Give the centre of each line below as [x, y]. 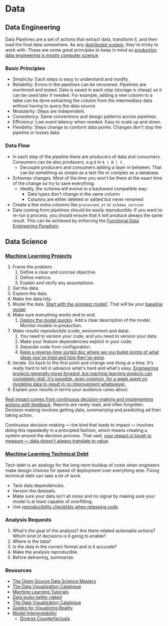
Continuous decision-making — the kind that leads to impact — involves [79, 425]
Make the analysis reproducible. [45, 552]
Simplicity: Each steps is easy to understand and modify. [71, 79]
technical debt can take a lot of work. [43, 475]
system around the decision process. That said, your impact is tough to [78, 436]
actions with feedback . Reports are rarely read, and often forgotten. [75, 405]
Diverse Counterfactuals [45, 618]
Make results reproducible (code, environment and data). [71, 331]
